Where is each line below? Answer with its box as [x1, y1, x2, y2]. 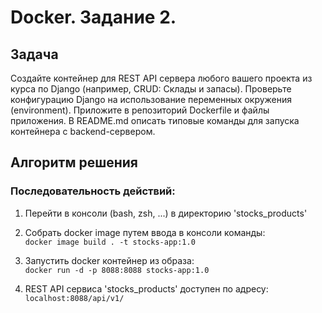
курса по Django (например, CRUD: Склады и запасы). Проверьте [10, 83, 292, 95]
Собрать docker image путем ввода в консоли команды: [24, 226, 266, 238]
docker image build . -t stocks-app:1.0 [24, 237, 196, 247]
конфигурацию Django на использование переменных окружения [10, 94, 293, 105]
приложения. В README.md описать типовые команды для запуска [10, 115, 300, 126]
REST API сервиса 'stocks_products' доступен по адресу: [24, 282, 269, 295]
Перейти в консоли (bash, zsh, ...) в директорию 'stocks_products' [24, 207, 308, 219]
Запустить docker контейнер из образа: [24, 254, 195, 266]
